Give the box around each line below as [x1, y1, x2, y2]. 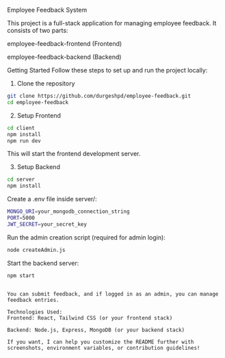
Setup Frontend [16, 111, 62, 119]
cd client [7, 125, 36, 131]
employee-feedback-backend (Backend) [7, 53, 122, 61]
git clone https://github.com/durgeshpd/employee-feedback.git [7, 92, 191, 99]
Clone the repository [16, 79, 75, 88]
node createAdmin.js [7, 246, 66, 253]
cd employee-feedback [7, 99, 69, 105]
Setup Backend [16, 163, 60, 171]
